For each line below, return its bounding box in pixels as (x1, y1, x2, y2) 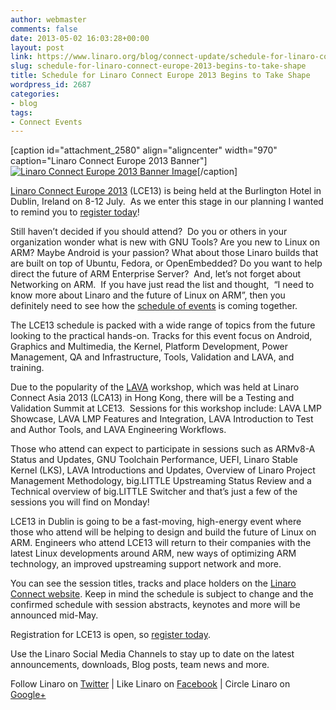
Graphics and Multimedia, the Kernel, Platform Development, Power (10, 341, 289, 353)
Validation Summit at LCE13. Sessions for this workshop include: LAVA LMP (10, 402, 322, 415)
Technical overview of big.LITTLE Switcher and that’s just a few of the (10, 486, 298, 498)
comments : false (10, 24, 78, 34)
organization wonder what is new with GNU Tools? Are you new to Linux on (10, 236, 320, 248)
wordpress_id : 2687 (10, 80, 92, 90)
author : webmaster (10, 14, 87, 25)
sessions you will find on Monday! (10, 496, 150, 508)
